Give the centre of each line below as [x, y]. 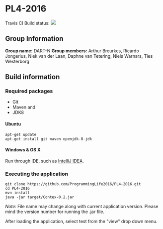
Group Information [34, 39]
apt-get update [21, 134]
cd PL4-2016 [17, 189]
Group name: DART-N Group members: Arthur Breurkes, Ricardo [72, 51]
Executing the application [37, 174]
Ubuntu [13, 124]
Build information [33, 77]
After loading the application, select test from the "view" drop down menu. [81, 222]
